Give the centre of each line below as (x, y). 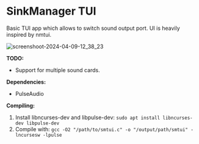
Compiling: (21, 106)
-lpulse (52, 135)
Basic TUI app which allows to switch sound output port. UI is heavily (93, 28)
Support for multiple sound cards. (58, 70)
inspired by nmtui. (29, 34)
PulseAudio (29, 93)
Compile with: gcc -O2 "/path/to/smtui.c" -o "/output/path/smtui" (101, 129)
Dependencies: (26, 82)
